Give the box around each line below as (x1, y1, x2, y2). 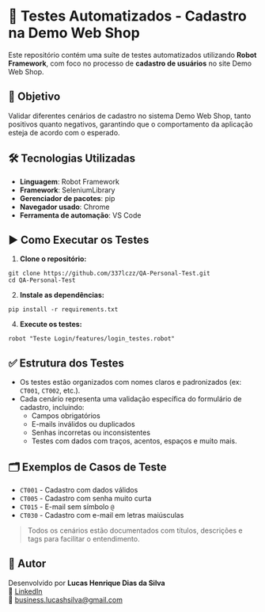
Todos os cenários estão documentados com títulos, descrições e (27, 526, 243, 535)
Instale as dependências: (19, 291, 104, 300)
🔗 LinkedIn (8, 586, 43, 596)
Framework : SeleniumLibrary (19, 185, 115, 195)
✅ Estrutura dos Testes (8, 356, 125, 370)
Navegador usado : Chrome (19, 202, 110, 211)
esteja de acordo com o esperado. (8, 127, 120, 137)
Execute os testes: (19, 320, 82, 329)
